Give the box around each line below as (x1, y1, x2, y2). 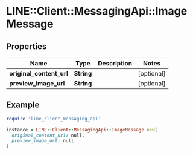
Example (6, 100, 40, 110)
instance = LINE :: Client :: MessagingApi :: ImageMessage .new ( (6, 127, 158, 133)
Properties (6, 41, 47, 51)
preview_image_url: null (11, 138, 74, 144)
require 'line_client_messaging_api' (6, 116, 101, 122)
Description (97, 59, 133, 67)
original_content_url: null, (11, 132, 85, 139)
